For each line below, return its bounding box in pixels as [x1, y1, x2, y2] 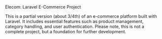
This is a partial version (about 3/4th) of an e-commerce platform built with [5, 13, 157, 19]
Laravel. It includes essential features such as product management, [5, 19, 144, 24]
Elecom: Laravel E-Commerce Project [5, 4, 81, 10]
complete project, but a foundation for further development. [5, 29, 127, 34]
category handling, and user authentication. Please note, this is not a [5, 24, 144, 29]
